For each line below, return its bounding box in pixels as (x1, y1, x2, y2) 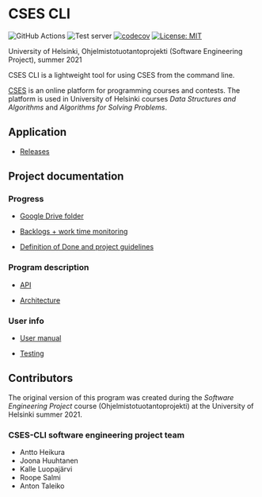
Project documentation (8, 170, 124, 183)
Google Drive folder (19, 211, 85, 221)
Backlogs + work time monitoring (19, 227, 128, 237)
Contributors (8, 372, 74, 385)
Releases (19, 146, 50, 156)
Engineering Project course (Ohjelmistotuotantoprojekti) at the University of (8, 401, 255, 410)
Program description (8, 262, 89, 273)
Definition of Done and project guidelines (19, 242, 154, 252)
